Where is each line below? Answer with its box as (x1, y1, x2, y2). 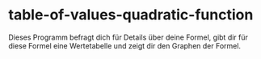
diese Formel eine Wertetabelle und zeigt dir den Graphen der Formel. (8, 40, 241, 50)
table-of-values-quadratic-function (8, 6, 254, 24)
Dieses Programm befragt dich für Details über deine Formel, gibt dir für (8, 32, 249, 42)
